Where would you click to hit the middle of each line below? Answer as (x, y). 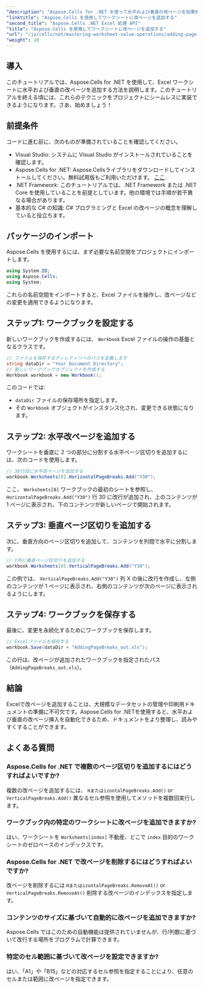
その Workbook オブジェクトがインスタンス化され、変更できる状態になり (104, 408)
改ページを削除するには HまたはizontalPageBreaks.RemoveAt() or (86, 885)
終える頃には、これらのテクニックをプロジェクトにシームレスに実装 (107, 97)
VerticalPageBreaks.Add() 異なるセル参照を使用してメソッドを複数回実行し (101, 798)
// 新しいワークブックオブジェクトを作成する (56, 369)
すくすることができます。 (38, 727)
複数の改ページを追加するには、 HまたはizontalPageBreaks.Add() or (90, 790)
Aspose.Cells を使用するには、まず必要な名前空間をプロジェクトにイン (95, 252)
